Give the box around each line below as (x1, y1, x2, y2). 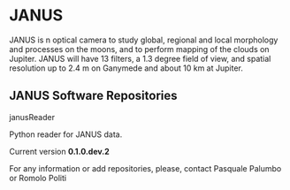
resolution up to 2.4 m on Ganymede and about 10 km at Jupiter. (9, 63, 243, 73)
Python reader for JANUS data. (9, 129, 123, 140)
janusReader (9, 111, 56, 122)
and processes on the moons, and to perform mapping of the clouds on (9, 43, 270, 54)
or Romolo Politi (9, 172, 67, 183)
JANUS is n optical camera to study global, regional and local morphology (9, 34, 279, 45)
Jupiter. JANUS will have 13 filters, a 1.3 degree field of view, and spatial (9, 53, 271, 64)
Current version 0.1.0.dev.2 (9, 146, 111, 156)
